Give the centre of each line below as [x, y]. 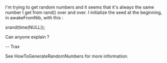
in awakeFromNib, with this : [34, 18]
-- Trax [12, 46]
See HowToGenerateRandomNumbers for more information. [67, 56]
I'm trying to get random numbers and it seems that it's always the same [79, 7]
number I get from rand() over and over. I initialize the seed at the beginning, [84, 12]
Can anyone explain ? [27, 37]
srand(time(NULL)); [25, 27]
